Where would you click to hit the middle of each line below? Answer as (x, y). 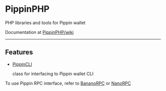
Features (19, 52)
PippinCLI (22, 64)
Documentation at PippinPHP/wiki (40, 32)
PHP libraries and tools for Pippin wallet (45, 23)
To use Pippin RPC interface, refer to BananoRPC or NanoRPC (68, 83)
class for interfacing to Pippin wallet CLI (53, 74)
